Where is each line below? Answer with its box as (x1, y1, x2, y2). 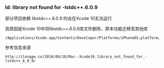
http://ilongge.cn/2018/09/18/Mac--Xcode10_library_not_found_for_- (5, 54, 147, 59)
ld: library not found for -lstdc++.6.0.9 (5, 4, 98, 11)
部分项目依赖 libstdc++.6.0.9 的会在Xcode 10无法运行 (5, 16, 112, 21)
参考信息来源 (5, 45, 31, 51)
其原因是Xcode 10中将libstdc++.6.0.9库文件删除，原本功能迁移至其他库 (5, 26, 148, 32)
